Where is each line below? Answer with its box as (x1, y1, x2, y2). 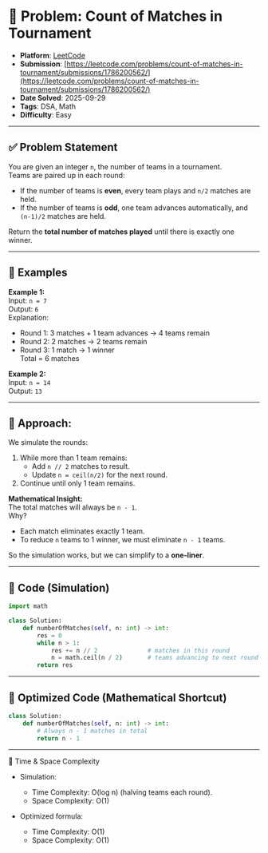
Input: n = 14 (8, 377, 51, 387)
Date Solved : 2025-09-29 (19, 93, 106, 102)
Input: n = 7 (8, 296, 48, 305)
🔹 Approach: (8, 416, 72, 430)
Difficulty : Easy (19, 109, 72, 119)
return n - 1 (37, 734, 81, 742)
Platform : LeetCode (19, 50, 86, 60)
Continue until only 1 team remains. (19, 478, 136, 488)
